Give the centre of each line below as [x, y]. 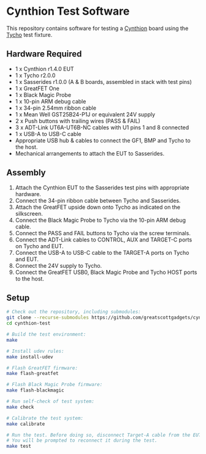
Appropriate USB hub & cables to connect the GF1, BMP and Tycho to [103, 140]
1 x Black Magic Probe [43, 95]
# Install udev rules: [35, 351]
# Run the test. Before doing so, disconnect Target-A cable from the [98, 435]
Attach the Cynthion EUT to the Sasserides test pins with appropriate [102, 187]
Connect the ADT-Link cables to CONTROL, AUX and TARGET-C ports [104, 240]
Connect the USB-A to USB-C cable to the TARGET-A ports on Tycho [102, 252]
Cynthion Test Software [68, 11]
